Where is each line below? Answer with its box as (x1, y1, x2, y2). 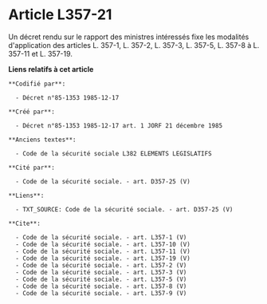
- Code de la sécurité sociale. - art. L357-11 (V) (15, 247, 191, 255)
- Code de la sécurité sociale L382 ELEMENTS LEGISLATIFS (15, 149, 213, 157)
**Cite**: (8, 219, 41, 227)
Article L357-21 (8, 6, 112, 24)
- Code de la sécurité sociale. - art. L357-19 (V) (15, 254, 191, 263)
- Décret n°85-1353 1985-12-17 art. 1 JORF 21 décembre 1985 (15, 121, 223, 129)
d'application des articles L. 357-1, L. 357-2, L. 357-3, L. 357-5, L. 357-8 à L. (8, 40, 260, 49)
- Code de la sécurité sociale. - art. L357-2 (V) (15, 261, 187, 269)
